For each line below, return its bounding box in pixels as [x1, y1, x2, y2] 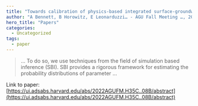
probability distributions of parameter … [20, 70, 117, 77]
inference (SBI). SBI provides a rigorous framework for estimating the [20, 63, 189, 70]
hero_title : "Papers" [6, 19, 60, 25]
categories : [6, 25, 35, 31]
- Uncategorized [11, 30, 51, 36]
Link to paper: [6, 81, 40, 88]
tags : [6, 36, 19, 42]
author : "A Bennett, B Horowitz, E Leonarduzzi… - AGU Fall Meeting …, [6, 14, 186, 20]
